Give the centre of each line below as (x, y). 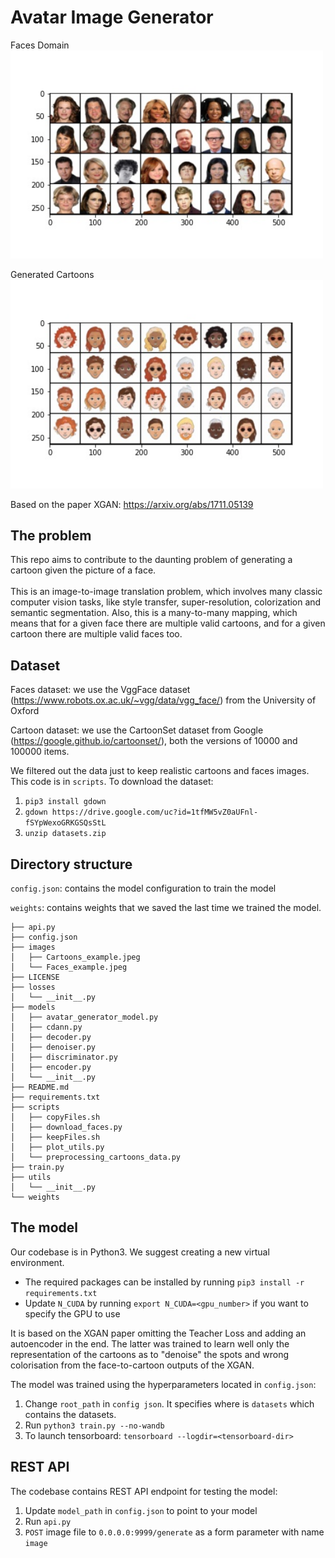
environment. (37, 1262)
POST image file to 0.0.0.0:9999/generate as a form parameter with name (174, 1532)
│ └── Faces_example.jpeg (69, 967)
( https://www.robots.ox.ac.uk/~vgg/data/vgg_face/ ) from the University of (163, 700)
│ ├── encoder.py (51, 1067)
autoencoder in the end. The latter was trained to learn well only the (150, 1343)
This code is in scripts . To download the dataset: (112, 782)
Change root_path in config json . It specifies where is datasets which (169, 1403)
